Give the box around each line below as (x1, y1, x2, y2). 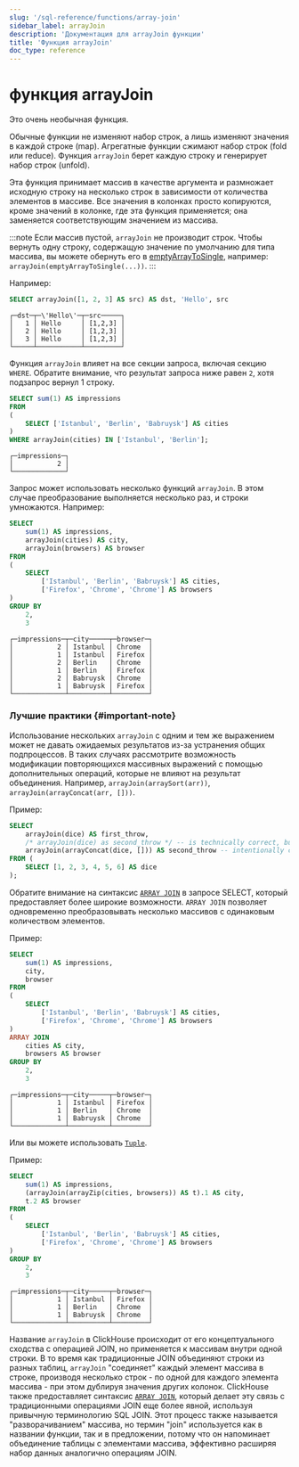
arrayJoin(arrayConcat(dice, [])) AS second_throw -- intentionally (25, 846, 285, 856)
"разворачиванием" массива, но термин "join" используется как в (9, 1419, 263, 1430)
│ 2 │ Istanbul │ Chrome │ (9, 643, 153, 652)
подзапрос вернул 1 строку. (9, 376, 116, 388)
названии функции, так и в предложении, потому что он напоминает (9, 1429, 271, 1439)
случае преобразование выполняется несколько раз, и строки (9, 492, 249, 504)
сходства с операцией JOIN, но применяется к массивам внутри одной (9, 1343, 283, 1355)
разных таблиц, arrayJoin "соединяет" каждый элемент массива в (9, 1363, 264, 1373)
